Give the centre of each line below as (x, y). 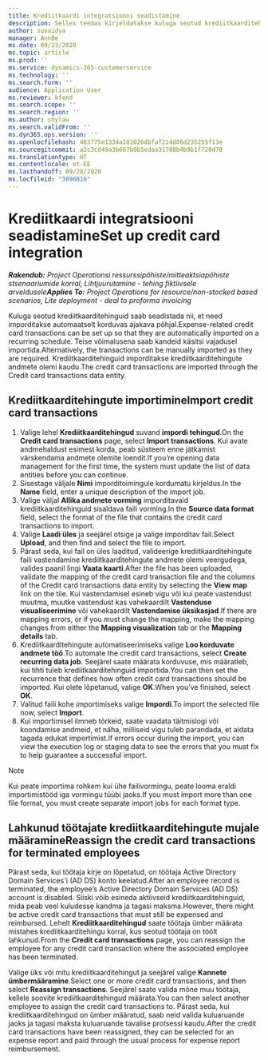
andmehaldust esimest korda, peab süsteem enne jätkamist (117, 449)
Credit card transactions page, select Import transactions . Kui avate (134, 440)
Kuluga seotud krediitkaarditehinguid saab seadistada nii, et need (116, 316)
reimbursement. (34, 1049)
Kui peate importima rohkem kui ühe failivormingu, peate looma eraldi (122, 786)
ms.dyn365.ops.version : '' (53, 134)
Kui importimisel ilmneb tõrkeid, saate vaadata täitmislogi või (119, 721)
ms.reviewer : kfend (41, 98)
